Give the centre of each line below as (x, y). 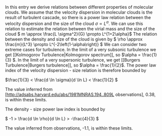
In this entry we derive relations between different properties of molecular (79, 7)
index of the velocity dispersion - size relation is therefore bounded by (76, 70)
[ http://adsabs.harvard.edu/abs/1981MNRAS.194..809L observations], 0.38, (81, 94)
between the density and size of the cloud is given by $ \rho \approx (74, 39)
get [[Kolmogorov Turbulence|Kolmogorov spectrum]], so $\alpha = (73, 55)
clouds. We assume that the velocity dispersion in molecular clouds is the (79, 12)
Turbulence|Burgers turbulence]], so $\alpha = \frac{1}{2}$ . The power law (81, 65)
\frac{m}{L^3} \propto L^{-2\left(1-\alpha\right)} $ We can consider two (76, 44)
